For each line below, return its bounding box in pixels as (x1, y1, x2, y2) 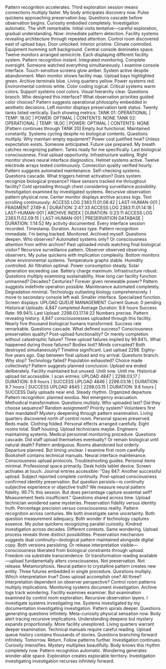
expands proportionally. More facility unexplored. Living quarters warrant (5, 621, 155, 627)
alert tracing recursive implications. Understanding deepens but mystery (5, 616, 154, 622)
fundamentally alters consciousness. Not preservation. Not (24, 558, 145, 564)
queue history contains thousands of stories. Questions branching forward (5, 632, 158, 637)
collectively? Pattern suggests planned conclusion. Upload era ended (5, 363, 147, 369)
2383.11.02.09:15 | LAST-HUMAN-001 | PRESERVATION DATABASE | (5, 215, 144, 221)
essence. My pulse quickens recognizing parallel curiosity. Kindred (5, 521, 142, 527)
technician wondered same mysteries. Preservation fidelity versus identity (5, 500, 157, 506)
